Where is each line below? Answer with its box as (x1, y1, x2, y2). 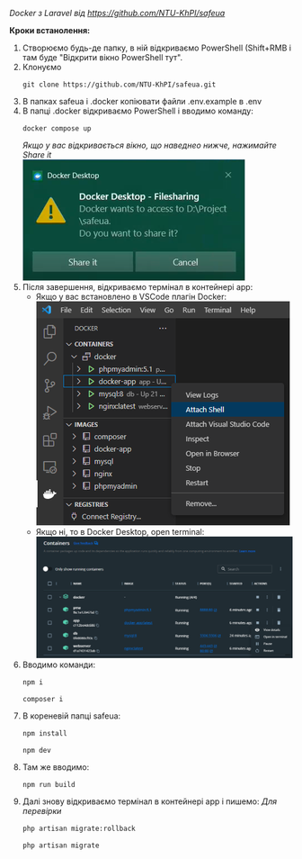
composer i (22, 695, 64, 704)
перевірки (22, 806, 62, 817)
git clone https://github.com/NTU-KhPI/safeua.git (22, 80, 217, 89)
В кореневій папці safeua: (22, 710, 121, 721)
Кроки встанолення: (9, 25, 91, 35)
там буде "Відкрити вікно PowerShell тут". (22, 52, 182, 62)
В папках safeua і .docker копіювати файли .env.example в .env (22, 96, 262, 106)
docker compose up (22, 124, 92, 133)
